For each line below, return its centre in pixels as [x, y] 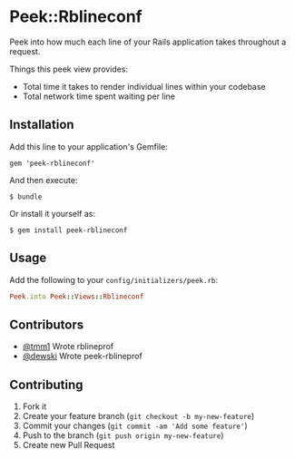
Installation [42, 125]
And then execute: [44, 180]
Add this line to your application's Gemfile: [88, 146]
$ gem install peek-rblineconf [69, 230]
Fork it [34, 406]
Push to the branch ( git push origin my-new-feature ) [123, 435]
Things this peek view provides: [69, 69]
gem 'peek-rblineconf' [52, 163]
